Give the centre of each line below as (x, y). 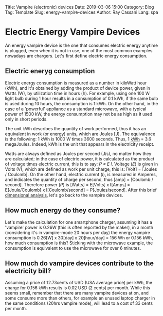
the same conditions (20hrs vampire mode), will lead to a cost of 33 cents (79, 303)
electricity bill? (28, 271)
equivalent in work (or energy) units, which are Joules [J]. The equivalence (80, 134)
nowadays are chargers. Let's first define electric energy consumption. (76, 56)
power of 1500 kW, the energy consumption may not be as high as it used (79, 114)
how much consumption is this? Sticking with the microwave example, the (79, 243)
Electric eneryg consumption (50, 71)
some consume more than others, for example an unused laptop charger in (80, 298)
